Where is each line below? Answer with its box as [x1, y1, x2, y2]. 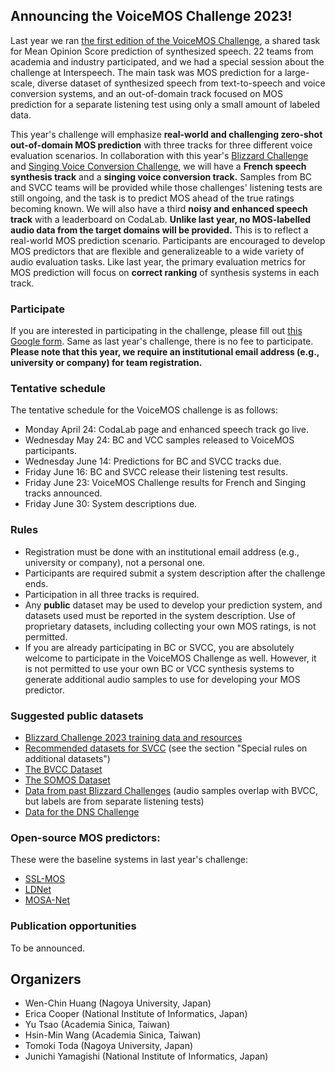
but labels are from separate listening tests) [24, 795, 205, 807]
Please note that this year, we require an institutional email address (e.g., [10, 346, 320, 358]
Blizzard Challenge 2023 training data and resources [24, 732, 243, 743]
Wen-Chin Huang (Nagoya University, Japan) [24, 997, 212, 1009]
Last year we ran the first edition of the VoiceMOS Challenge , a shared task [10, 34, 321, 46]
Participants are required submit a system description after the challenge [24, 567, 326, 579]
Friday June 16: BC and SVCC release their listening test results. [24, 466, 288, 478]
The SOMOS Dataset [24, 774, 111, 786]
